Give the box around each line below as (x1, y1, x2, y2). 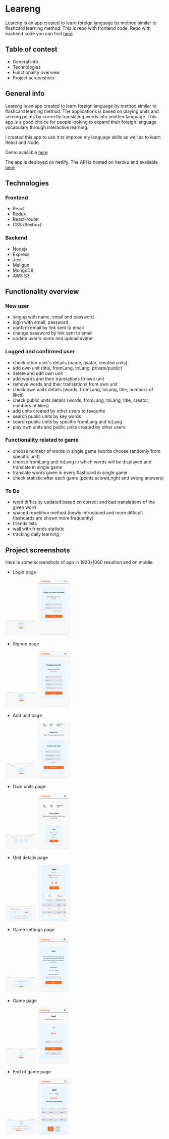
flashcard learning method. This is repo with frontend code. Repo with (5, 25, 151, 31)
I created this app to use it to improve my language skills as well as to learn (5, 134, 161, 140)
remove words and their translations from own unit (12, 381, 118, 387)
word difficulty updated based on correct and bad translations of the (12, 499, 155, 505)
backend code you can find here (5, 30, 73, 36)
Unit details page (12, 855, 48, 861)
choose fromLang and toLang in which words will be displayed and (12, 458, 152, 465)
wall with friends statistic (12, 526, 65, 532)
